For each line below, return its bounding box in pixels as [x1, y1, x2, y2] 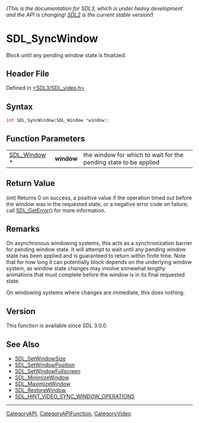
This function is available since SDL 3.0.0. [6, 322, 108, 329]
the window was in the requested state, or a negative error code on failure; [6, 200, 188, 207]
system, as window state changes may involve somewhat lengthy [6, 265, 166, 272]
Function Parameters [6, 134, 85, 144]
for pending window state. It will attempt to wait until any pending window [6, 246, 186, 253]
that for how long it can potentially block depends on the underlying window [6, 258, 192, 266]
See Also [6, 339, 40, 349]
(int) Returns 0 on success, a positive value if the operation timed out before [6, 194, 192, 201]
